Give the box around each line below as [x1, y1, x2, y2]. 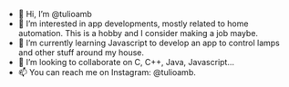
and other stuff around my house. [17, 47, 144, 58]
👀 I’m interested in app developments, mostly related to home [17, 18, 249, 29]
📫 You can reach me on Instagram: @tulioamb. [17, 67, 196, 77]
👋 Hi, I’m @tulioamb [17, 9, 93, 19]
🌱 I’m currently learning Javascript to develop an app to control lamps [17, 37, 280, 48]
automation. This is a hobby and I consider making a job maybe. [17, 28, 258, 38]
